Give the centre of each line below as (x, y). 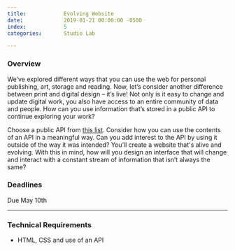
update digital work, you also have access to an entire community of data (113, 101)
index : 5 (37, 27)
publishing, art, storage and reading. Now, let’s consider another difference (115, 86)
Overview (24, 64)
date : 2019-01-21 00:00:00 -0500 (74, 20)
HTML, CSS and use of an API (60, 240)
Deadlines (25, 185)
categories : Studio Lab (51, 33)
